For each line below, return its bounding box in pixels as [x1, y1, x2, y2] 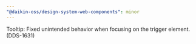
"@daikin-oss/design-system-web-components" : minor [6, 8, 140, 15]
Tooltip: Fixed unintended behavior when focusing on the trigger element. [6, 25, 190, 33]
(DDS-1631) [6, 31, 35, 39]
